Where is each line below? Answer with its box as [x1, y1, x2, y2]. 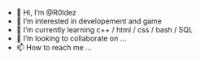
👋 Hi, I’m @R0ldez [15, 8, 77, 17]
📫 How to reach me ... [15, 43, 92, 52]
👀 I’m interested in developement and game [15, 16, 163, 26]
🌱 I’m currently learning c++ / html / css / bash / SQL [15, 25, 194, 34]
